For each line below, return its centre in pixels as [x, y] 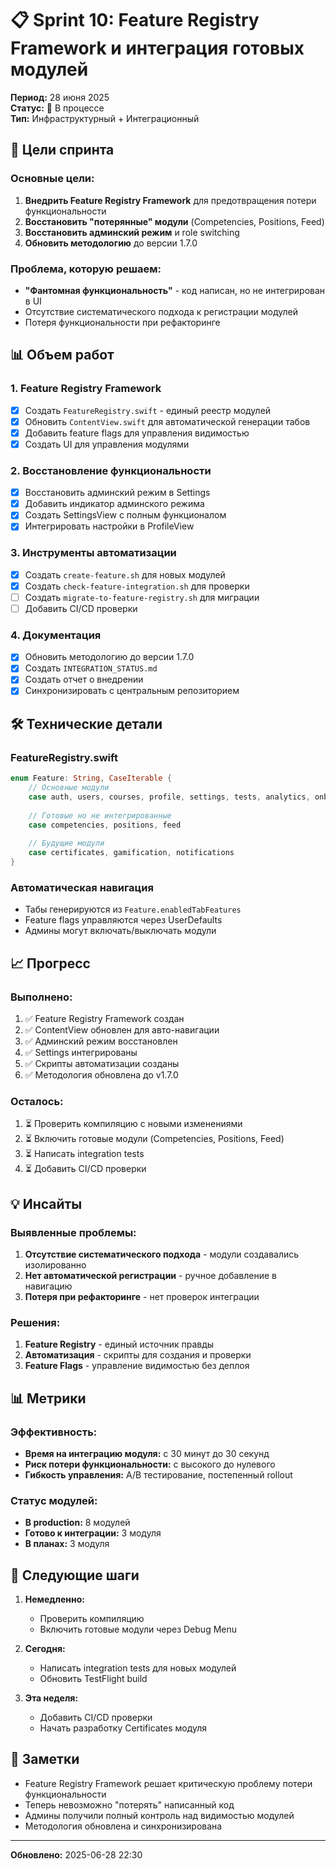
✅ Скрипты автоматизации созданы [102, 1063]
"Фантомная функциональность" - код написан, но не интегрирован [175, 290]
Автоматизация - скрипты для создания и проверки [138, 1355]
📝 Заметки [45, 1759]
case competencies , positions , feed [105, 825]
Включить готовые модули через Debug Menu [138, 1629]
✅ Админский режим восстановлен [101, 1041]
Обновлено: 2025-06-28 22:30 [76, 1854]
